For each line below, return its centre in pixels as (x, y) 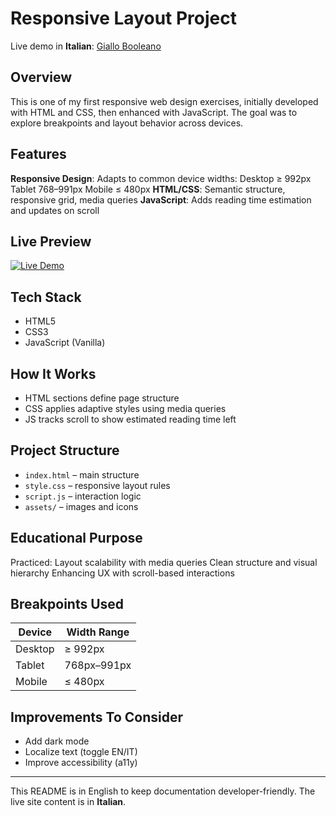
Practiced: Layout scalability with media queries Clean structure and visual (164, 562)
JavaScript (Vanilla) (65, 343)
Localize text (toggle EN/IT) (81, 752)
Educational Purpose (76, 538)
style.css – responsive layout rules (97, 485)
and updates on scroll (55, 210)
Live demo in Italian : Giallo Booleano (86, 46)
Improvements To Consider (97, 717)
